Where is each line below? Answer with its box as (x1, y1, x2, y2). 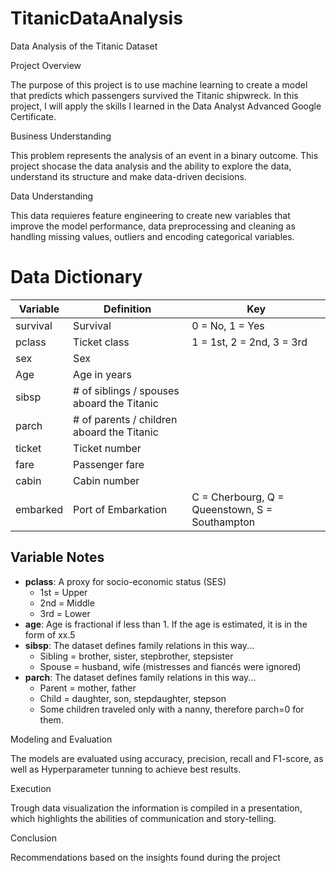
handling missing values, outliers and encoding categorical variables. (10, 230, 295, 242)
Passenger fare (73, 457, 145, 471)
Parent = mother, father (39, 682, 137, 694)
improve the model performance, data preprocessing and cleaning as (10, 220, 296, 232)
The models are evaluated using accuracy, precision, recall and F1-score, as (10, 752, 324, 764)
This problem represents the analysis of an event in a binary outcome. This (10, 149, 319, 161)
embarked (15, 502, 64, 516)
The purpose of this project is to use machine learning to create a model (10, 78, 308, 91)
